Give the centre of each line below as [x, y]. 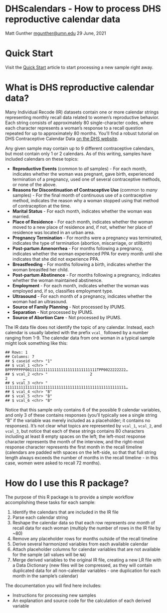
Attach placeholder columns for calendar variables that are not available [86, 549]
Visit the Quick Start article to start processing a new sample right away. [79, 67]
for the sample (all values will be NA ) [49, 554]
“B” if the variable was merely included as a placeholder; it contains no [78, 420]
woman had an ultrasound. [40, 301]
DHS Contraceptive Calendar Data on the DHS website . [62, 139]
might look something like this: [37, 343]
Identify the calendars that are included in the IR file [65, 512]
